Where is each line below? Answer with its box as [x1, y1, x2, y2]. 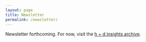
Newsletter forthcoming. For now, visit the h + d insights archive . [5, 31, 141, 37]
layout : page [5, 7, 33, 13]
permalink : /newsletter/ [5, 17, 58, 22]
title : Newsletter [5, 12, 44, 17]
